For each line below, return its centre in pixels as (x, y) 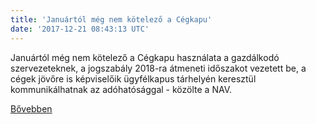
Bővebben (31, 108)
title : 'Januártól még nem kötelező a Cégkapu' (111, 19)
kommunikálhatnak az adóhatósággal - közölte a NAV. (121, 89)
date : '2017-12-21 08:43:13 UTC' (80, 29)
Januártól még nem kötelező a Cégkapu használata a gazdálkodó (145, 57)
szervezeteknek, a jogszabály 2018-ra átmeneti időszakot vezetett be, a (158, 68)
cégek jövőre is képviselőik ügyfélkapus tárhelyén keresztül (133, 78)
